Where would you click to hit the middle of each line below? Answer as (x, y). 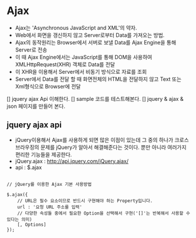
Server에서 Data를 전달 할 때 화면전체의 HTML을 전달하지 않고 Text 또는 (98, 79)
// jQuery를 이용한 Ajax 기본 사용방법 (49, 184)
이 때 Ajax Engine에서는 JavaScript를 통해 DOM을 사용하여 (84, 57)
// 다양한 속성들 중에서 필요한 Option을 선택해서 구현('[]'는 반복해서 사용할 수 (104, 213)
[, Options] (32, 225)
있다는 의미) (20, 219)
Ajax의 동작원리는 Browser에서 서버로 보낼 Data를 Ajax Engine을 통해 (96, 42)
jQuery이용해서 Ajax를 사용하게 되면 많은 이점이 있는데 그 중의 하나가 (94, 140)
